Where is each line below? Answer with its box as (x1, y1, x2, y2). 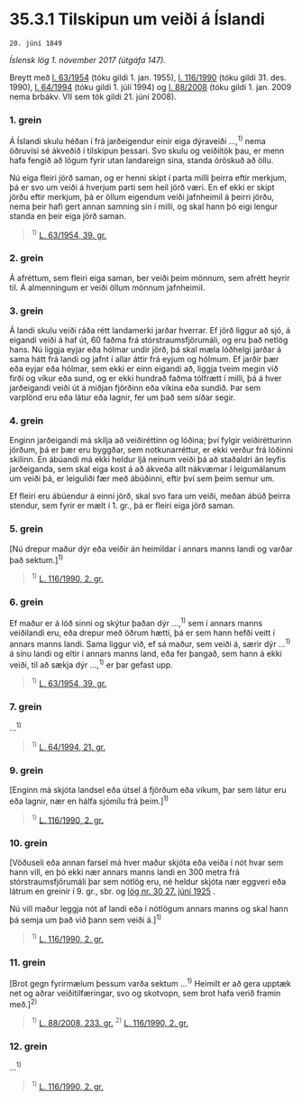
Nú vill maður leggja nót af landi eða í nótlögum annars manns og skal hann (9, 904, 288, 914)
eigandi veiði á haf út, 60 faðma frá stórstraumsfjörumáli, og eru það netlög (9, 334, 288, 346)
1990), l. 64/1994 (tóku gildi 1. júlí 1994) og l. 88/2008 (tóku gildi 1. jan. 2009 (9, 81, 292, 92)
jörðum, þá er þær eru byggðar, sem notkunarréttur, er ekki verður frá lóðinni (9, 444, 294, 455)
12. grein (9, 1040, 48, 1052)
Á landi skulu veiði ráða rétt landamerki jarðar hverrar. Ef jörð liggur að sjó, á (9, 325, 291, 336)
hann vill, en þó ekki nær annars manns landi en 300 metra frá (9, 867, 241, 878)
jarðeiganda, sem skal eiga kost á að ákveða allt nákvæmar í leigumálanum (9, 464, 287, 475)
